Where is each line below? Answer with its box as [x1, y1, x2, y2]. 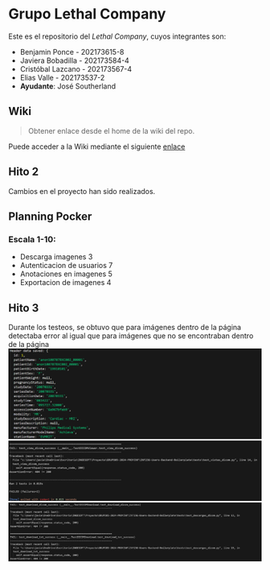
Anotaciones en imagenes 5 [19, 269, 112, 279]
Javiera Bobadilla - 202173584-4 [19, 56, 130, 65]
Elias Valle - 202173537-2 [19, 72, 105, 82]
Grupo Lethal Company [8, 5, 166, 23]
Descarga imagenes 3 [19, 252, 93, 262]
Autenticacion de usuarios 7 [19, 261, 113, 271]
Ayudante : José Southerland [19, 81, 117, 91]
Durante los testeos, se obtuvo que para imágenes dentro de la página [8, 323, 242, 332]
